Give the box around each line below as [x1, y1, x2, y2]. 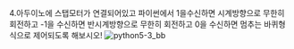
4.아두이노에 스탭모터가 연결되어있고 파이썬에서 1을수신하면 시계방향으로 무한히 [9, 8, 285, 18]
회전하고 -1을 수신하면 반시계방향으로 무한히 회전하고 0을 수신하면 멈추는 [9, 19, 262, 29]
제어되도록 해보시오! [32, 30, 103, 40]
